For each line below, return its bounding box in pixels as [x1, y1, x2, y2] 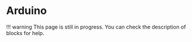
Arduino [6, 4, 47, 17]
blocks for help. [6, 29, 45, 36]
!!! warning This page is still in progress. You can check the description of [6, 23, 186, 30]
